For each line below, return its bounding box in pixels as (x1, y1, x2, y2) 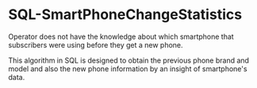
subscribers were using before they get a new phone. (8, 40, 184, 49)
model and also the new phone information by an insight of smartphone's (8, 63, 247, 73)
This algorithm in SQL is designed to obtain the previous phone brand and (8, 55, 250, 65)
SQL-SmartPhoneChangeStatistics (8, 6, 243, 24)
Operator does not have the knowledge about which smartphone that (8, 32, 234, 41)
